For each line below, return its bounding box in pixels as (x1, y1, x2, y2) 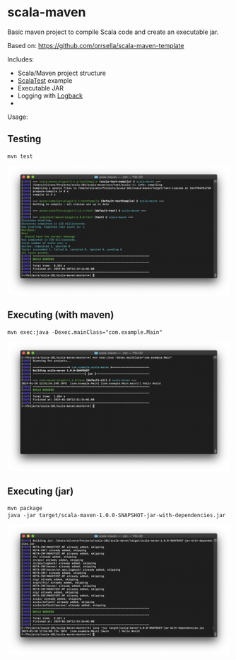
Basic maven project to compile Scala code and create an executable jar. (7, 28, 219, 36)
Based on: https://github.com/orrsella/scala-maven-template (7, 41, 184, 50)
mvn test (7, 153, 33, 160)
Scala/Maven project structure (17, 69, 106, 77)
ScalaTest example (17, 76, 73, 85)
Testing (7, 133, 42, 145)
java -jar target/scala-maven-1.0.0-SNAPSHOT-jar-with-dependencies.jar (7, 512, 226, 519)
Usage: (7, 112, 28, 121)
